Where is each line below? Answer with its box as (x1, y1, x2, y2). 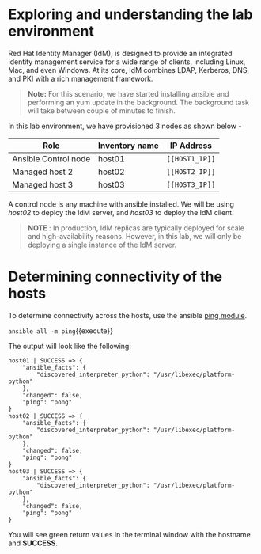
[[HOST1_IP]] (166, 154, 216, 163)
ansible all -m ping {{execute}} (8, 326, 113, 336)
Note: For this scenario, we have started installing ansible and (27, 89, 229, 98)
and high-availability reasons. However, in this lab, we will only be (27, 231, 242, 241)
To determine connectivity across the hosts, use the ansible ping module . (8, 310, 248, 320)
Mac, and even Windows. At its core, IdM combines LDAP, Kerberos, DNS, (8, 65, 250, 74)
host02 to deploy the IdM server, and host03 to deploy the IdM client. (8, 207, 235, 217)
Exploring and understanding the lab (8, 6, 253, 24)
